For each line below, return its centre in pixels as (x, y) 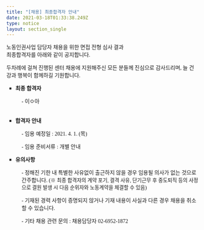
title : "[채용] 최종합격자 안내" (43, 12)
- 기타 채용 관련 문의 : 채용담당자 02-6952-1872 (75, 221)
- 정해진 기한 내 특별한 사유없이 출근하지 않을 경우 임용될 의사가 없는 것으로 (109, 173)
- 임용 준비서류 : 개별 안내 (51, 147)
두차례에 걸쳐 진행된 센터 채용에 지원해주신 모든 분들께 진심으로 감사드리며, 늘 (97, 68)
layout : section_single (37, 29)
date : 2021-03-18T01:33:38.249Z (47, 18)
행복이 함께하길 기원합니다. (49, 76)
